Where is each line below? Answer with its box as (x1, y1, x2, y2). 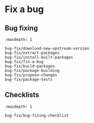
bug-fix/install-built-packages (5, 55, 73, 60)
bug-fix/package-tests (5, 77, 53, 82)
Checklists (5, 91, 40, 99)
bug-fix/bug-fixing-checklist (5, 113, 69, 118)
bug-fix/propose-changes (5, 72, 57, 77)
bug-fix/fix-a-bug (5, 59, 44, 64)
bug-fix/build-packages (5, 64, 55, 69)
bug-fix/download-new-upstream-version (5, 46, 89, 51)
